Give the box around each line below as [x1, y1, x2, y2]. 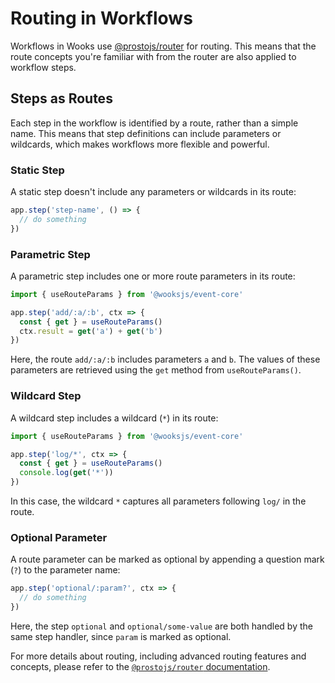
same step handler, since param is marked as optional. [10, 630, 232, 642]
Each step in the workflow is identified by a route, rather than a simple [10, 117, 299, 129]
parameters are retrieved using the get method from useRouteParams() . [10, 364, 302, 376]
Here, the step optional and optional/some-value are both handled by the [10, 620, 313, 632]
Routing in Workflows [10, 7, 193, 30]
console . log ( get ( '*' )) [19, 468, 114, 478]
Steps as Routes [10, 90, 113, 107]
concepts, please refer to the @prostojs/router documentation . [10, 660, 271, 672]
